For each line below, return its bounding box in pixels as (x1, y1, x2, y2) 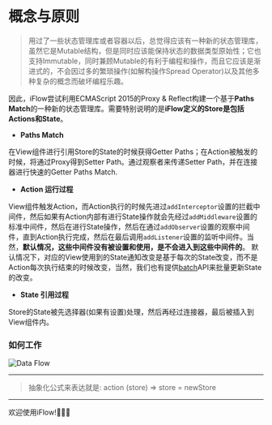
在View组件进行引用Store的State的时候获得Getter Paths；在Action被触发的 (8, 147, 257, 157)
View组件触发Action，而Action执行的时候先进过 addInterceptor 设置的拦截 (8, 201, 253, 211)
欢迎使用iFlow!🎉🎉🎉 (8, 407, 71, 418)
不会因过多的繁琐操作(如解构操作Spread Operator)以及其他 (56, 66, 253, 75)
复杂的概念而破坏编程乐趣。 (35, 76, 128, 86)
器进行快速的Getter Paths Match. (8, 167, 118, 177)
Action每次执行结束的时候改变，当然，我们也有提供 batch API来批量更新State (8, 262, 262, 272)
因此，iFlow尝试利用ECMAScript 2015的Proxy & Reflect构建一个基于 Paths (8, 93, 255, 103)
